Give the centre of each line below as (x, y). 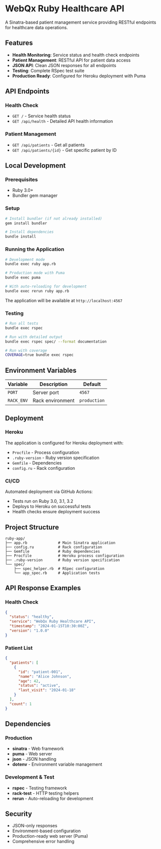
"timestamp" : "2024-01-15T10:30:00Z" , (49, 626)
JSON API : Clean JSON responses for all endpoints (64, 65)
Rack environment (54, 401)
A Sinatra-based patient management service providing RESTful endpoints (81, 22)
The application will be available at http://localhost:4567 (64, 300)
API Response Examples (43, 588)
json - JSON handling (34, 759)
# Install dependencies (30, 232)
